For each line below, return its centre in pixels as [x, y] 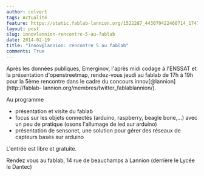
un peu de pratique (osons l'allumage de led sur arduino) [86, 124]
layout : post [23, 29]
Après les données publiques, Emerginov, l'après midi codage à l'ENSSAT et [101, 68]
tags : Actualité [27, 18]
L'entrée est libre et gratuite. [42, 148]
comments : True [25, 51]
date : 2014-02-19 [28, 40]
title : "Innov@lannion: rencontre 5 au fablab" [68, 46]
